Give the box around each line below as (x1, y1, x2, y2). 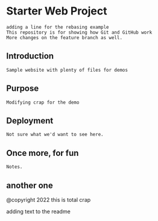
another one (6, 180, 53, 190)
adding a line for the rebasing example (6, 24, 110, 30)
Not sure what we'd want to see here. (6, 131, 104, 138)
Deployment (6, 116, 54, 126)
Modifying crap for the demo (6, 99, 80, 105)
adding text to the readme (6, 208, 71, 215)
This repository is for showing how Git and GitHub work (6, 29, 153, 36)
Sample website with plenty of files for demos (6, 67, 128, 73)
